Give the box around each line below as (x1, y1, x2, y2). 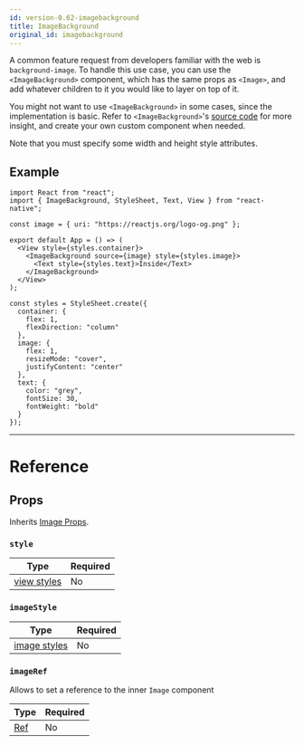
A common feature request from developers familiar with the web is (9, 55, 261, 66)
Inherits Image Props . (9, 517, 89, 528)
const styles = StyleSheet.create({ (9, 300, 147, 309)
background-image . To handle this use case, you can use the (9, 64, 232, 75)
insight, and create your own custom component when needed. (9, 120, 246, 131)
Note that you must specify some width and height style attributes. (9, 138, 258, 149)
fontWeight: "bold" (25, 402, 100, 412)
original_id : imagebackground (9, 30, 124, 39)
